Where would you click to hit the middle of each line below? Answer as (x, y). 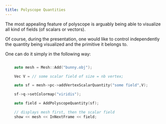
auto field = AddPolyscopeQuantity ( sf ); (57, 103)
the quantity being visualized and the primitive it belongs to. (67, 44)
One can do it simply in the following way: (48, 54)
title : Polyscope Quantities (35, 10)
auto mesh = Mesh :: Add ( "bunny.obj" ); (53, 67)
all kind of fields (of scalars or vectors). (45, 29)
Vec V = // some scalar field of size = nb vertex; (69, 76)
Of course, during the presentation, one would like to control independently (83, 39)
